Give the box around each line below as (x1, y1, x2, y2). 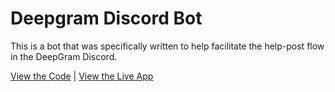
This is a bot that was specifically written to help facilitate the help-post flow (10, 40, 325, 52)
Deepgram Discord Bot (10, 7, 203, 30)
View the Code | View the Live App (10, 70, 154, 82)
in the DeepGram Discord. (10, 50, 118, 62)
